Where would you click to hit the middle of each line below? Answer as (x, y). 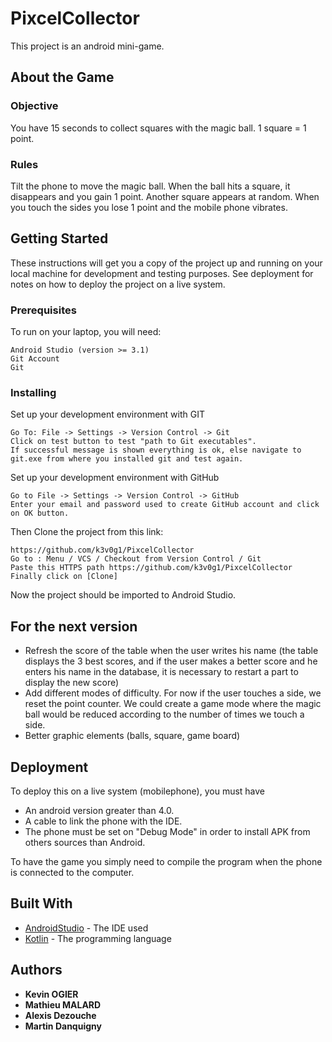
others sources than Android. (85, 842)
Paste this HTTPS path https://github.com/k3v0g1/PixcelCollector (151, 568)
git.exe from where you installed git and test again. (127, 459)
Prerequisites (43, 310)
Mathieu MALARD (63, 1004)
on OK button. (40, 513)
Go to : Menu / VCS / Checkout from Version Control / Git (136, 559)
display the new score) (72, 683)
